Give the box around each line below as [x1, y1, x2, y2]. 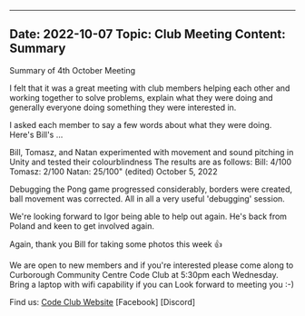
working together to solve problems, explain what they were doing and [9, 92, 274, 103]
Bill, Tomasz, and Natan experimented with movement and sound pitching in [9, 146, 294, 157]
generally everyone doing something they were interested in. [9, 102, 237, 113]
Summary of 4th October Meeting [9, 64, 136, 75]
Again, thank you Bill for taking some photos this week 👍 [9, 238, 222, 250]
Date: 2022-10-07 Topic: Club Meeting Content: [9, 26, 286, 42]
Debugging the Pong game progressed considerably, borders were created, [9, 183, 293, 194]
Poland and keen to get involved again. [9, 220, 155, 232]
